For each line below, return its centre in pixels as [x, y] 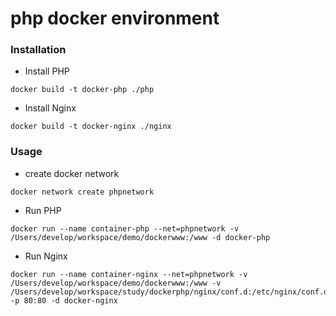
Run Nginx [46, 256]
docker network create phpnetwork [82, 192]
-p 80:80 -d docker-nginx [64, 300]
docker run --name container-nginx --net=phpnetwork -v [129, 274]
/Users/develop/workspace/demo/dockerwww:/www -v [116, 283]
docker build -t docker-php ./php [82, 90]
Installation [38, 50]
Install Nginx [50, 108]
